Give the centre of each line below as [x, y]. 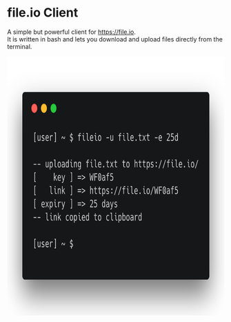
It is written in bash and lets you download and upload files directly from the [115, 39]
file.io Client [43, 13]
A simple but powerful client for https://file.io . [72, 32]
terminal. [20, 46]
